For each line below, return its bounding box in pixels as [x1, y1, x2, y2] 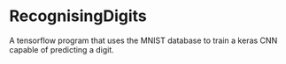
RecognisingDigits [9, 6, 148, 26]
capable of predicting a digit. [9, 44, 114, 54]
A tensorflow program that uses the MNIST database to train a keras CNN [9, 35, 278, 46]
